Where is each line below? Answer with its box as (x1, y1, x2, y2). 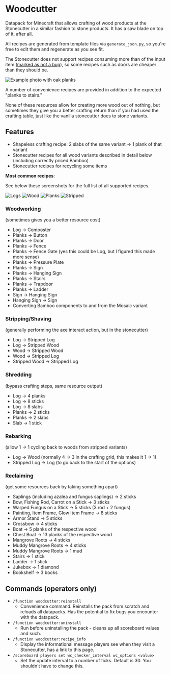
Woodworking (5, 205, 41, 212)
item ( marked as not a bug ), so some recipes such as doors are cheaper (5, 61, 157, 67)
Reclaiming (5, 472, 34, 479)
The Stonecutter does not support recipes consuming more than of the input (5, 56, 165, 62)
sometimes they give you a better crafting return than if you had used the (5, 107, 159, 113)
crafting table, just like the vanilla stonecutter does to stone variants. (5, 113, 149, 119)
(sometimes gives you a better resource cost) (5, 217, 101, 223)
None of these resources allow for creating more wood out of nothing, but (5, 102, 160, 108)
